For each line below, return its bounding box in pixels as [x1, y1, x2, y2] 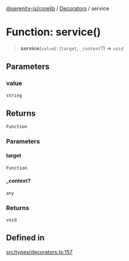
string [6, 92, 22, 98]
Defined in [6, 233, 45, 243]
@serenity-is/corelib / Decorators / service [6, 5, 110, 12]
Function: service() [6, 26, 101, 39]
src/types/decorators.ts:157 [6, 248, 73, 255]
